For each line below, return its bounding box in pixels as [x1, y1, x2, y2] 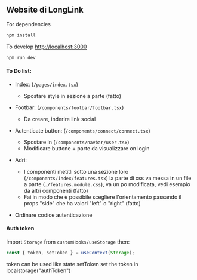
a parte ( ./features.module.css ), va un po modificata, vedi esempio [23, 180, 191, 187]
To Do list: [6, 67, 32, 75]
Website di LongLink [6, 5, 84, 15]
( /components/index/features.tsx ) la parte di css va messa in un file [23, 174, 192, 181]
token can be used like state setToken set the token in [6, 260, 138, 267]
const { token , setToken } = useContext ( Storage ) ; [6, 250, 135, 256]
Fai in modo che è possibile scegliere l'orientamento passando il [23, 193, 182, 201]
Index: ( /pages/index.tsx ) [14, 81, 79, 88]
